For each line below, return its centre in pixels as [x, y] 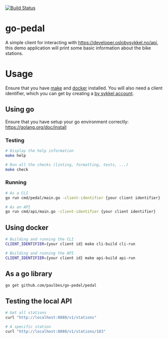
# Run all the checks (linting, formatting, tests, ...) [67, 165]
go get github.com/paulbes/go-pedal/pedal [51, 286]
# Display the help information [39, 151]
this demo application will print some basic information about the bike [78, 48]
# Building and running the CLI [39, 239]
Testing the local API [39, 301]
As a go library [29, 274]
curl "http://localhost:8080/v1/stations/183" [55, 331]
